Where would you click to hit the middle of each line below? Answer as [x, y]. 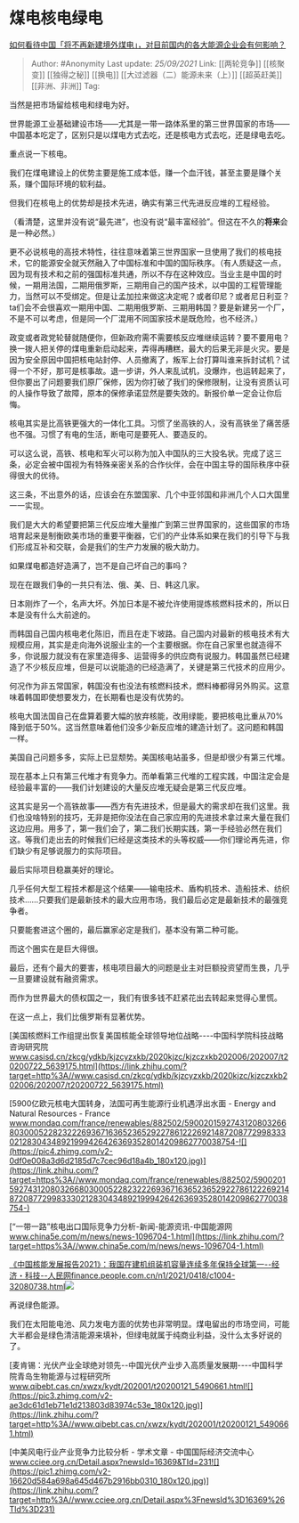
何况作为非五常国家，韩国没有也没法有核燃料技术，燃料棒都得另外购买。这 [145, 686]
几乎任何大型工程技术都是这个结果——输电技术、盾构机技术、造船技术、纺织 [149, 888]
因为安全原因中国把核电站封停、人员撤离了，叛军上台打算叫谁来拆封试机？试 [149, 359]
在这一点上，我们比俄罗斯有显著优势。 [79, 1016]
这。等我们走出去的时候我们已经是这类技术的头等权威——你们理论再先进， [145, 839]
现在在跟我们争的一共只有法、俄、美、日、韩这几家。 [107, 584]
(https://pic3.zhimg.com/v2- [61, 1396]
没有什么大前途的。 [60, 615]
